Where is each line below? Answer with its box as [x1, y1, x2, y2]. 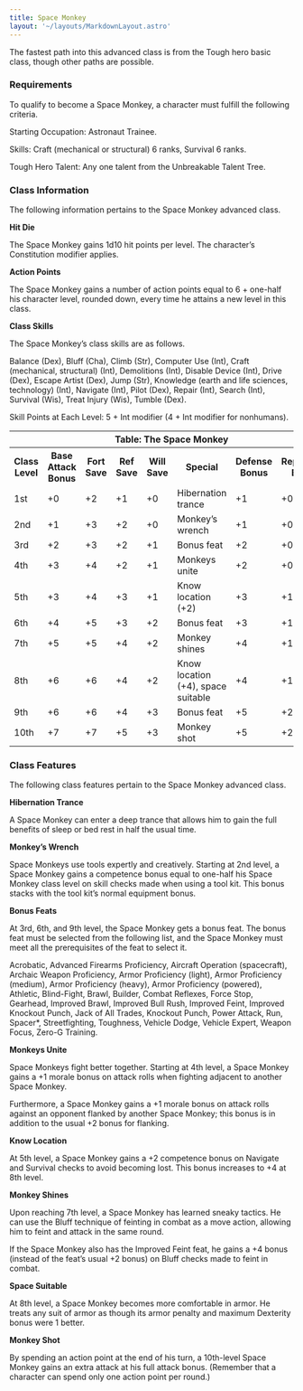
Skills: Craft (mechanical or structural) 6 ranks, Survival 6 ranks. [9, 144, 247, 155]
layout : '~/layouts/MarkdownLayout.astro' [9, 22, 171, 31]
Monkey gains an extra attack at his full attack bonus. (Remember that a [9, 1362, 277, 1373]
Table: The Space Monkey [114, 433, 229, 446]
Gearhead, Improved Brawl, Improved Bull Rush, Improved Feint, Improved [9, 998, 285, 1009]
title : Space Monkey [9, 13, 87, 23]
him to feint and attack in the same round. [9, 1227, 164, 1237]
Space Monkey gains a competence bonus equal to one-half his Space [9, 869, 273, 879]
